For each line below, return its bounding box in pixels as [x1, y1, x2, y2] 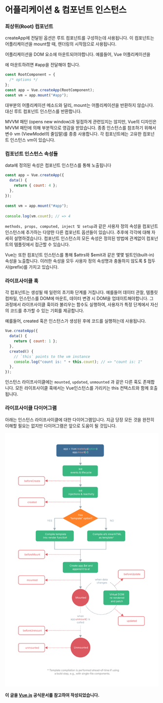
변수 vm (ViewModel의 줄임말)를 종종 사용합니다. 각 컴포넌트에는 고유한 [5, 131, 142, 137]
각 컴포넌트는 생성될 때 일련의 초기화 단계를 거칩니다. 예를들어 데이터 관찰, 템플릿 [5, 290, 158, 295]
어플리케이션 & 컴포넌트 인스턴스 [5, 4, 127, 16]
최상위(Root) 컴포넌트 [5, 23, 54, 30]
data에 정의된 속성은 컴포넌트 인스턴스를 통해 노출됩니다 [5, 162, 111, 168]
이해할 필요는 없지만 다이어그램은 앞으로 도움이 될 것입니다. [5, 423, 117, 429]
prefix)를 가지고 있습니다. [10, 264, 59, 270]
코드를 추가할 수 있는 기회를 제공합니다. [10, 308, 84, 313]
